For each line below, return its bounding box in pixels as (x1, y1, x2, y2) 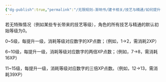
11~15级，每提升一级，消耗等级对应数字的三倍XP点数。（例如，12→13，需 (5, 65, 154, 71)
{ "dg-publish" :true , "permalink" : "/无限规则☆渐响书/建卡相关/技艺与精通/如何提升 (5, 7, 161, 12)
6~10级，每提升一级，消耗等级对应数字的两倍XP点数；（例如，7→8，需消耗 (5, 48, 158, 54)
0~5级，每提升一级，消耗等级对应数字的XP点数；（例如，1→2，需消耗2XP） (5, 38, 160, 44)
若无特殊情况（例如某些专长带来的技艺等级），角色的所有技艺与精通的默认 (5, 21, 155, 27)
